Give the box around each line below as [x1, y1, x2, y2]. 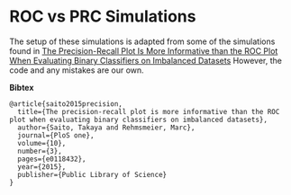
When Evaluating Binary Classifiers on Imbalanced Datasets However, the [9, 55, 282, 66]
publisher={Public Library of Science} [17, 170, 168, 179]
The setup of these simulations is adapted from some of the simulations [9, 36, 276, 47]
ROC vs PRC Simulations [9, 6, 196, 27]
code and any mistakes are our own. [9, 65, 144, 75]
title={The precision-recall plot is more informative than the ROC [17, 107, 280, 116]
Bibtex [9, 82, 34, 93]
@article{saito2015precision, [9, 99, 123, 109]
